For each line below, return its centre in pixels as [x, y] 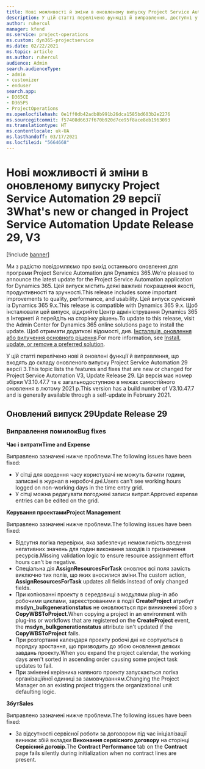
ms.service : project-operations [47, 35]
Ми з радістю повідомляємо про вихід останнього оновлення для [92, 266]
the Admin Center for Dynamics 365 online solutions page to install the [95, 325]
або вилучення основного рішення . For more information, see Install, [94, 338]
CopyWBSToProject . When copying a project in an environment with [101, 614]
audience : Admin [27, 63]
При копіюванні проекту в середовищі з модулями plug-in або [96, 594]
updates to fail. [34, 666]
